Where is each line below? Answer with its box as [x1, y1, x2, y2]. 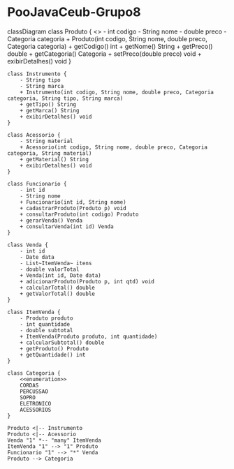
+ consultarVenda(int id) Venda [20, 223, 114, 230]
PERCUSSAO [20, 388, 49, 395]
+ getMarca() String [20, 107, 80, 114]
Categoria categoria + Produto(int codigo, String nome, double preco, [7, 34, 208, 43]
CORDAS [20, 382, 39, 389]
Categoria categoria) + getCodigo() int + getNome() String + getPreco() [7, 42, 213, 50]
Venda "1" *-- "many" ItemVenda [7, 437, 101, 444]
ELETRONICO [20, 400, 52, 407]
